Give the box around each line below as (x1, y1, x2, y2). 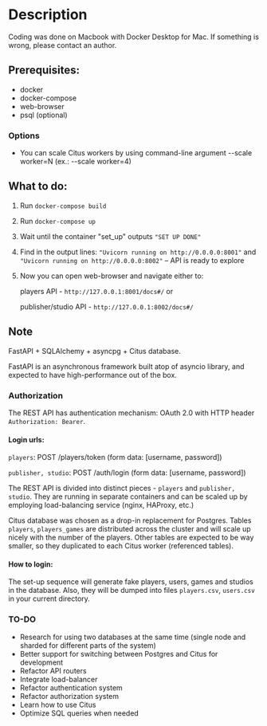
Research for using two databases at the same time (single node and (19, 632, 246, 642)
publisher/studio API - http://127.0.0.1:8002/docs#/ (19, 301, 194, 312)
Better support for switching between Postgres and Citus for (19, 649, 218, 658)
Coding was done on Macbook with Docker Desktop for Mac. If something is (8, 32, 259, 41)
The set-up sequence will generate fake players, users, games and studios (8, 577, 253, 587)
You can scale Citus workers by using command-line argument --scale (19, 148, 253, 158)
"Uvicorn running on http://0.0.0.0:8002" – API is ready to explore (19, 255, 245, 265)
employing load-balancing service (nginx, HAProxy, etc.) (8, 500, 194, 510)
